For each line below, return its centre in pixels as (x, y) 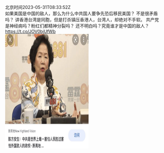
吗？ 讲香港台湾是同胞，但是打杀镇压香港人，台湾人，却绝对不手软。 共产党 (82, 20)
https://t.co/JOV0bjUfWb (30, 31)
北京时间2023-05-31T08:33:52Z (38, 7)
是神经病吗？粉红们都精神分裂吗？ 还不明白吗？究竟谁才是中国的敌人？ (77, 26)
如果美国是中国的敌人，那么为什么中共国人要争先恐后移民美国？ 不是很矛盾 (82, 13)
